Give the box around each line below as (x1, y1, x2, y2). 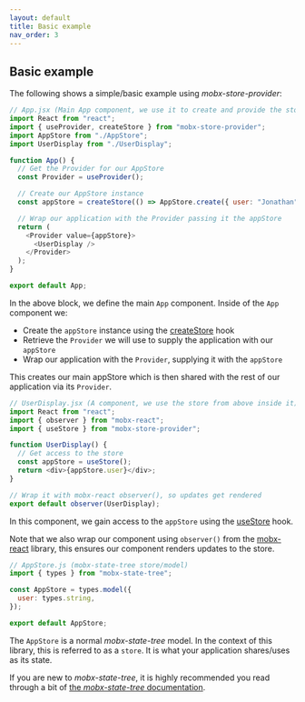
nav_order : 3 (9, 30, 59, 39)
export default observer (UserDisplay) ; (9, 499, 161, 508)
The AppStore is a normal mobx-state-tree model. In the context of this (9, 635, 272, 646)
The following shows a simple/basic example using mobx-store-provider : (9, 88, 283, 99)
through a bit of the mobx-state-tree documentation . (9, 681, 206, 692)
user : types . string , (17, 594, 95, 603)
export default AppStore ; (9, 618, 107, 627)
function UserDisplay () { (9, 440, 107, 450)
